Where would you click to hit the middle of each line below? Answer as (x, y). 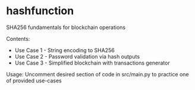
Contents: (18, 38)
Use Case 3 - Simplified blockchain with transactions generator (92, 63)
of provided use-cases (34, 81)
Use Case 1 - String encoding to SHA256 (65, 50)
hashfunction (40, 11)
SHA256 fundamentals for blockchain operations (66, 27)
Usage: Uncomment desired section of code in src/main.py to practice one (97, 74)
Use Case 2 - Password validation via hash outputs (77, 56)
